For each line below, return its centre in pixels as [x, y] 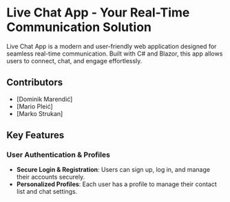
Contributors [35, 83]
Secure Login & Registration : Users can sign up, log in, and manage [113, 170]
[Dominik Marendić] [44, 99]
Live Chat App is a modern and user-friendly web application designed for [112, 46]
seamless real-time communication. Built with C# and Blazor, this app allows [115, 54]
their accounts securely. [51, 177]
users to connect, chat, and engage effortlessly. [74, 60]
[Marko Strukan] [40, 113]
